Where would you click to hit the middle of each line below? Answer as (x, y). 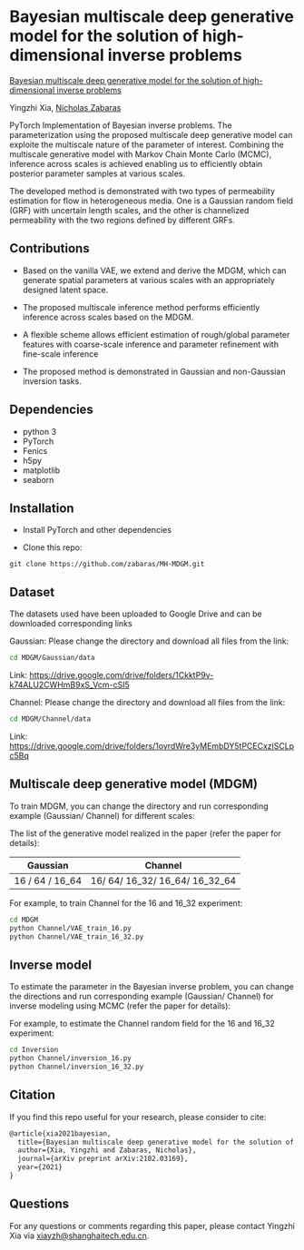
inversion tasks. (52, 381)
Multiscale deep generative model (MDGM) (134, 784)
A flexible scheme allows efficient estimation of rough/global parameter (156, 334)
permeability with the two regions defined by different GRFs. (123, 220)
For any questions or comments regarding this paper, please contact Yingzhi (152, 1225)
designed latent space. (65, 290)
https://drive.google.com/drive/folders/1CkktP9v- (122, 675)
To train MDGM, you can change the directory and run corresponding (139, 806)
